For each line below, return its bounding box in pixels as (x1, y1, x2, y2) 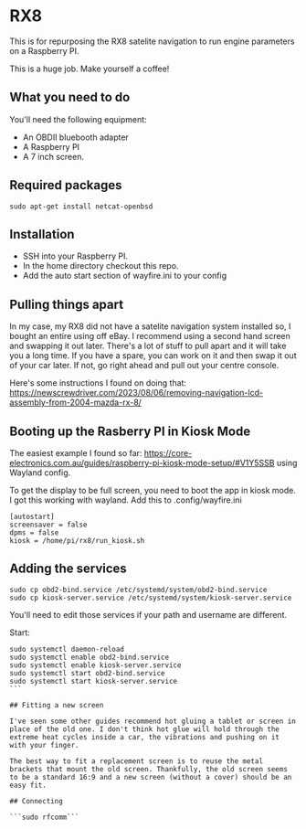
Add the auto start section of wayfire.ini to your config (22, 271, 227, 282)
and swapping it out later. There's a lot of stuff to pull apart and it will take (9, 340, 287, 352)
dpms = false (9, 528, 59, 537)
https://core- (143, 448, 193, 458)
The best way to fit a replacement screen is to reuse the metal (9, 756, 263, 766)
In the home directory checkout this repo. (22, 260, 179, 271)
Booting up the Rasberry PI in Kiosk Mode (9, 423, 251, 439)
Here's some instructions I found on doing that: (9, 377, 187, 388)
